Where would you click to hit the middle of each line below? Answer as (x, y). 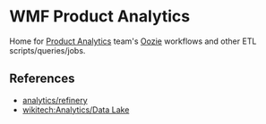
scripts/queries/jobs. (47, 50)
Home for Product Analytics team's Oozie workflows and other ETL (133, 41)
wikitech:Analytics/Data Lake (76, 110)
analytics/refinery (55, 100)
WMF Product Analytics (100, 17)
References (42, 79)
